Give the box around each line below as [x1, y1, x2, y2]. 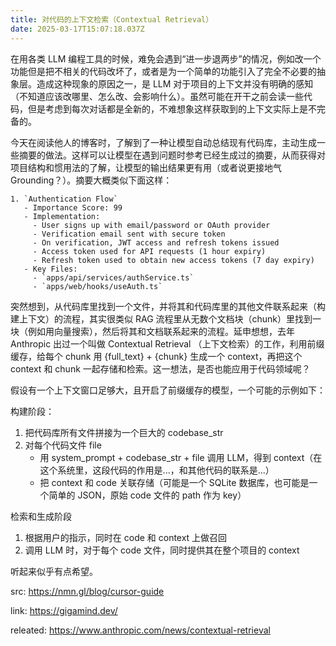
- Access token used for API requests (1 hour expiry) [32, 246, 267, 256]
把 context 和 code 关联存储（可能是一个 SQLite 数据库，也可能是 [39, 476, 310, 488]
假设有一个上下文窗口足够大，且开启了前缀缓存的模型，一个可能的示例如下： [10, 384, 326, 396]
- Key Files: [23, 264, 78, 274]
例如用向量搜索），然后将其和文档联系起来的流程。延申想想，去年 [27, 325, 295, 337]
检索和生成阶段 [10, 510, 72, 522]
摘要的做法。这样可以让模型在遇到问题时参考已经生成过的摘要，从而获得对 [18, 149, 326, 161]
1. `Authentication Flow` [10, 194, 118, 204]
